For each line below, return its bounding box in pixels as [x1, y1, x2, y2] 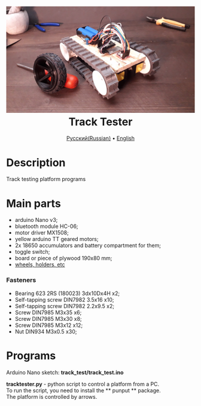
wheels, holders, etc [14, 261, 65, 268]
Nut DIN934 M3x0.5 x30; [14, 327, 77, 335]
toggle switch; [14, 248, 50, 255]
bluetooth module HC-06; [14, 222, 79, 230]
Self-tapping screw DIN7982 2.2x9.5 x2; [14, 302, 115, 309]
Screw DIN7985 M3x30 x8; [14, 315, 82, 322]
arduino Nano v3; [14, 216, 58, 224]
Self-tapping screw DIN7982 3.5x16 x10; [14, 296, 114, 303]
